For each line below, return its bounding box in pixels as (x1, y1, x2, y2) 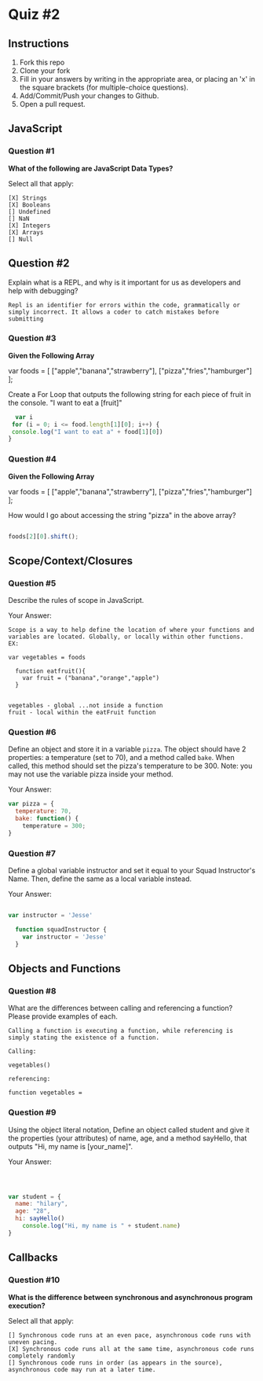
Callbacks (8, 1251, 59, 1265)
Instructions (8, 37, 69, 50)
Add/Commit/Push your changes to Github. (19, 91, 159, 100)
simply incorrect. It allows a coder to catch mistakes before (8, 308, 220, 316)
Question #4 (8, 454, 57, 465)
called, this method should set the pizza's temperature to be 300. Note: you (8, 761, 253, 771)
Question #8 (8, 985, 57, 996)
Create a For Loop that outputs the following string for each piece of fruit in (8, 389, 251, 399)
